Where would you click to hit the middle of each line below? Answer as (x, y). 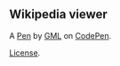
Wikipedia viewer (59, 15)
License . (25, 53)
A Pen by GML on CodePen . (60, 35)
